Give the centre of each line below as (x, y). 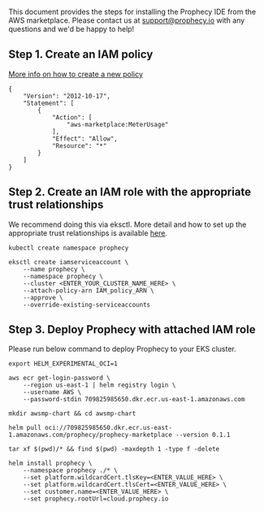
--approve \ (43, 297)
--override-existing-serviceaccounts (87, 305)
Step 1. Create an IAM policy (81, 55)
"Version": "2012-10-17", (67, 96)
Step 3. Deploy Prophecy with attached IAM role (132, 329)
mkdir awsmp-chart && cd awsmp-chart (72, 414)
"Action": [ (72, 117)
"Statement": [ (49, 103)
